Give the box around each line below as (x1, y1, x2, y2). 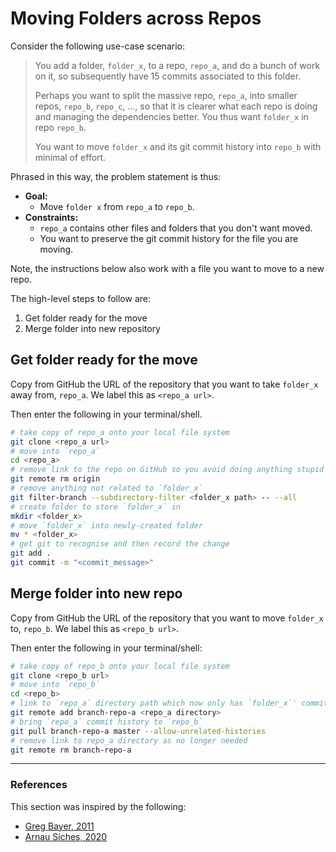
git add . (10, 548, 52, 559)
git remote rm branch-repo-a (10, 745, 132, 755)
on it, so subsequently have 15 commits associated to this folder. (34, 70, 302, 82)
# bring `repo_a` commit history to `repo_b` (10, 717, 203, 727)
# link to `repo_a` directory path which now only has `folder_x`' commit (10, 698, 329, 709)
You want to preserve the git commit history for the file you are (39, 232, 299, 244)
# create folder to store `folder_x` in (10, 502, 182, 512)
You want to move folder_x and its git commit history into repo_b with (34, 140, 322, 152)
